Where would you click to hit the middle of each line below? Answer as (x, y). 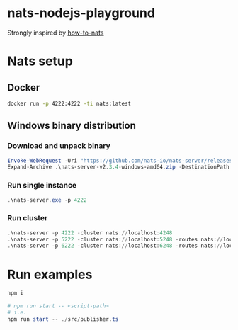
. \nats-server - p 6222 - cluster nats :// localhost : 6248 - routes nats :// (115, 246)
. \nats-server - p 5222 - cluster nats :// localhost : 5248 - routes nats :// (115, 239)
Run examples (50, 274)
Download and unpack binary (59, 146)
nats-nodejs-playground (81, 13)
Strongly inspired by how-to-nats (56, 33)
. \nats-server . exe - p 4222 (47, 200)
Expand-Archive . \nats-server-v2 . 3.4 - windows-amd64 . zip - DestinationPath (119, 167)
